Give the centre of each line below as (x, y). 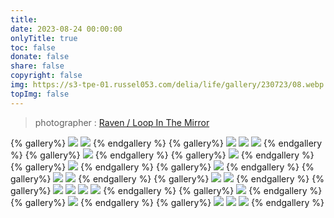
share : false (37, 66)
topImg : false (40, 94)
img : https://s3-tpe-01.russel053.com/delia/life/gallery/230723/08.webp (167, 85)
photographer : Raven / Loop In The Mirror (122, 122)
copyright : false (46, 76)
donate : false (40, 57)
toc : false (33, 47)
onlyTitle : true (44, 38)
